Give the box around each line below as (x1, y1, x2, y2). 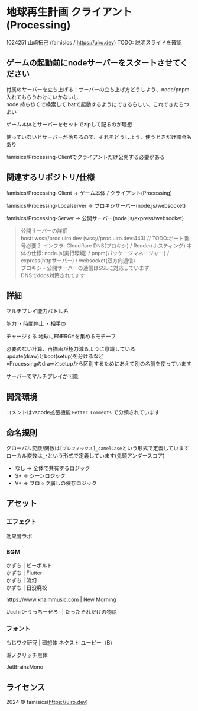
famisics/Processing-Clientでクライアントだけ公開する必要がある (6, 153, 165, 160)
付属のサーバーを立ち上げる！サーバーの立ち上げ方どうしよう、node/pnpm (6, 85, 190, 93)
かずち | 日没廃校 (6, 584, 47, 591)
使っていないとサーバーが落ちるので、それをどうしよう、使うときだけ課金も (6, 133, 192, 140)
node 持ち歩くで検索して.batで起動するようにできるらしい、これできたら (6, 100, 184, 107)
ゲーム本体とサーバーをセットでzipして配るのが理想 (6, 120, 132, 128)
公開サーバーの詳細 (20, 227, 68, 234)
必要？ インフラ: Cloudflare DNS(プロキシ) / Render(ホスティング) (25, 242, 186, 249)
